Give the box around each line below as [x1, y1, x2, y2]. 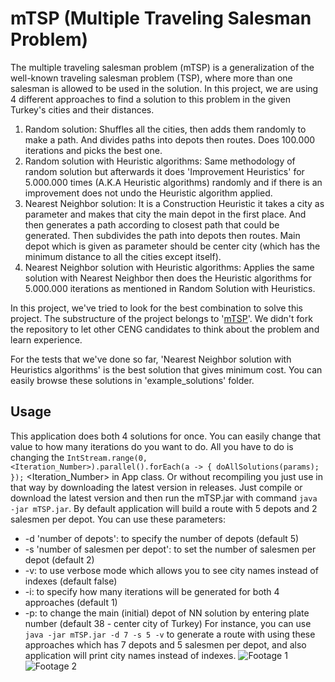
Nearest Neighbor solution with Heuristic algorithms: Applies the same [24, 261, 315, 273]
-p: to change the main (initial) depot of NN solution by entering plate [24, 607, 310, 619]
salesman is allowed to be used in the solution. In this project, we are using [10, 82, 319, 94]
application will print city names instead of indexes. [24, 649, 237, 661]
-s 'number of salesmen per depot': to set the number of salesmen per [24, 543, 317, 555]
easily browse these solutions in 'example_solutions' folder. [10, 374, 255, 386]
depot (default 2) [24, 553, 95, 566]
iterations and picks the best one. [24, 144, 163, 156]
